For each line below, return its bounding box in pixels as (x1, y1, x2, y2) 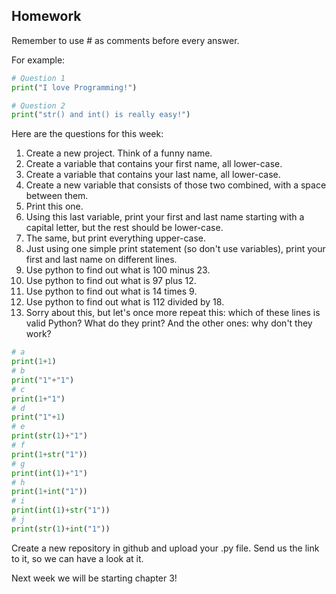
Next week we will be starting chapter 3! (11, 572, 178, 584)
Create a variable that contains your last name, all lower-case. (25, 169, 281, 181)
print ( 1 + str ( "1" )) (11, 449, 88, 459)
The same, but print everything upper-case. (25, 232, 206, 244)
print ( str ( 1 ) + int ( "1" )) (11, 524, 111, 534)
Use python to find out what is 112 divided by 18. (25, 296, 225, 308)
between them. (25, 190, 89, 202)
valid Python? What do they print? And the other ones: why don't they (25, 317, 313, 329)
